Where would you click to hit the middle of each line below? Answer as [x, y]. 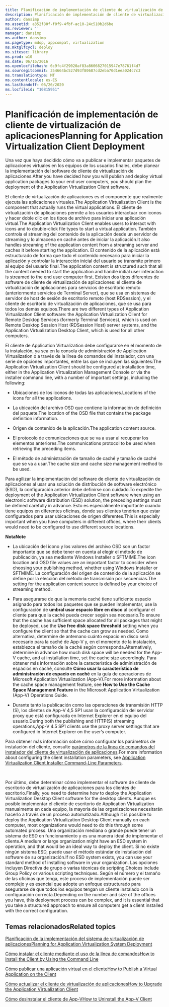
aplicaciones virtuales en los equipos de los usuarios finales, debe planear [82, 166]
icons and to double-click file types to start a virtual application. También [81, 229]
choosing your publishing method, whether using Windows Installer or [85, 568]
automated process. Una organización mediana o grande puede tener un [80, 830]
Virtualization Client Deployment [75, 146]
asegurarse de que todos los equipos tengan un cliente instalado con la [79, 889]
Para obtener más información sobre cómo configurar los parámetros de [80, 742]
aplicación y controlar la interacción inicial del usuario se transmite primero [83, 261]
